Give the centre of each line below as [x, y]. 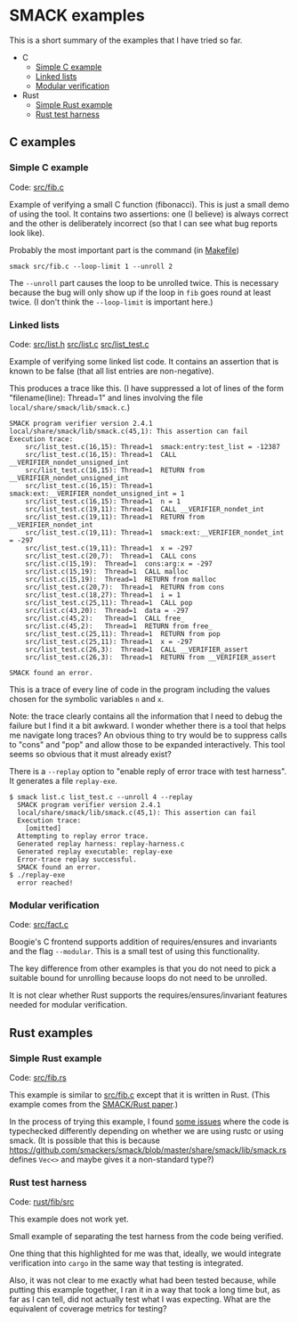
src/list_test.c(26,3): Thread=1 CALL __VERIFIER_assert [137, 649]
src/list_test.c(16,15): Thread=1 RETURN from [115, 470]
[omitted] [44, 828]
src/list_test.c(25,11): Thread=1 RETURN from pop [123, 633]
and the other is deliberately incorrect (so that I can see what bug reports [144, 223]
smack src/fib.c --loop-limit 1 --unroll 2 [91, 266]
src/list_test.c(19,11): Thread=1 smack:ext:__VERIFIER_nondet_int [155, 532]
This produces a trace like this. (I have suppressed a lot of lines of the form [147, 388]
